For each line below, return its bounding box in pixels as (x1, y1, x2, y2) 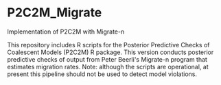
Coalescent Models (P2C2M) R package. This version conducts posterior (7, 48, 214, 56)
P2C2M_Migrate (7, 5, 102, 21)
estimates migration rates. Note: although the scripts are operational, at (7, 62, 209, 71)
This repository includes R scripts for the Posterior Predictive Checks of (7, 40, 210, 49)
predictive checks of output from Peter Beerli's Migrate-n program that (7, 55, 208, 63)
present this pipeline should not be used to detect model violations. (7, 70, 198, 78)
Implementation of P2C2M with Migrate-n (7, 27, 125, 36)
